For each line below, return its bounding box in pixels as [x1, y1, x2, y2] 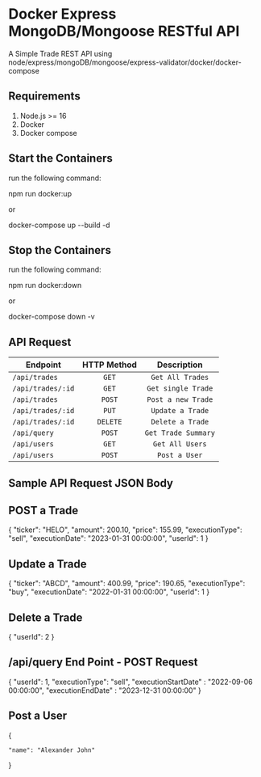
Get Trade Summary [144, 429, 216, 437]
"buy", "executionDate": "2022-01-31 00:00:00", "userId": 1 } [8, 587, 210, 597]
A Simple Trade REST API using [8, 49, 113, 58]
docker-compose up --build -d [8, 220, 110, 230]
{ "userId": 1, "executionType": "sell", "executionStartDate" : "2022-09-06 [8, 677, 253, 686]
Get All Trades [151, 373, 209, 382]
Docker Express [8, 5, 117, 23]
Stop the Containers [8, 243, 111, 257]
